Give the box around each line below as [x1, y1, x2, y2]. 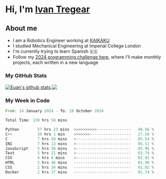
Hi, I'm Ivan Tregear [5, 4, 90, 15]
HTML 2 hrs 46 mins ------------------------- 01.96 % [5, 160, 154, 165]
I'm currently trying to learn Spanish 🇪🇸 [12, 48, 98, 54]
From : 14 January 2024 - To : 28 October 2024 [5, 109, 104, 114]
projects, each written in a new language [12, 60, 99, 65]
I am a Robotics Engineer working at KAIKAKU [12, 37, 110, 43]
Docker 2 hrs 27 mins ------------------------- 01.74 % [5, 169, 154, 174]
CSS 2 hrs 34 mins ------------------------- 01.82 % [5, 165, 154, 170]
